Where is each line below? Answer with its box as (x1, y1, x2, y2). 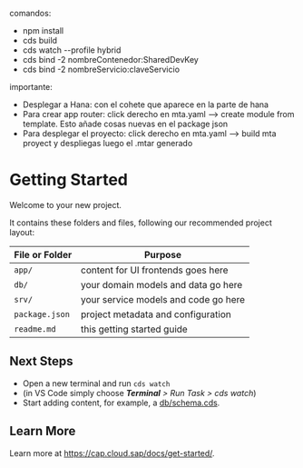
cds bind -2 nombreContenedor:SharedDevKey (22, 55, 200, 65)
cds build (22, 35, 57, 45)
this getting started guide (80, 323, 188, 335)
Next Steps (9, 353, 73, 369)
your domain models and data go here (80, 278, 243, 291)
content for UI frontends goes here (80, 264, 229, 276)
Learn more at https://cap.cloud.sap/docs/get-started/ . (9, 447, 215, 458)
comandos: (9, 8, 52, 18)
